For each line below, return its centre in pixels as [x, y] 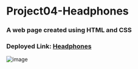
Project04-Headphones [67, 11]
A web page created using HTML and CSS [69, 30]
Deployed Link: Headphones [49, 47]
